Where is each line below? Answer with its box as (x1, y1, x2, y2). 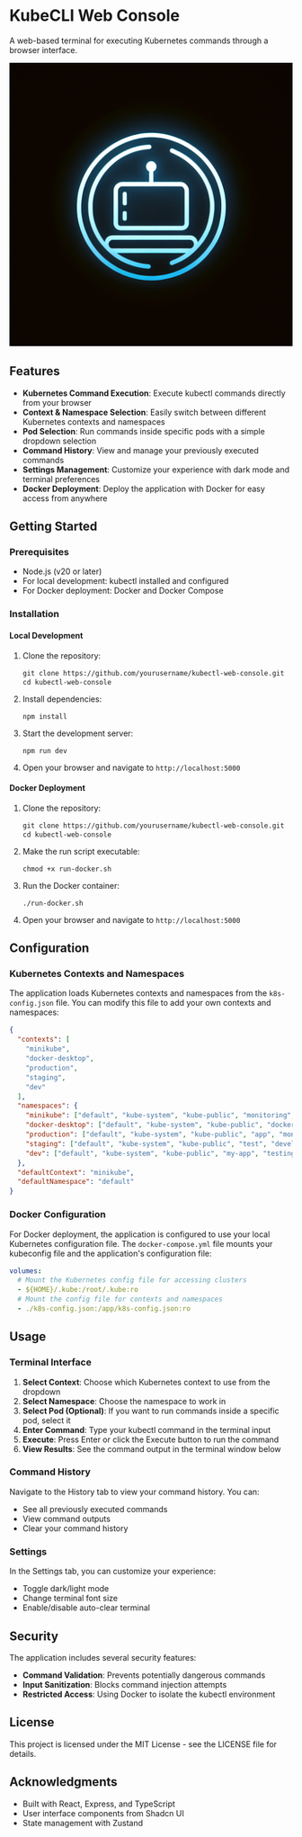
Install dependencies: (22, 694, 102, 704)
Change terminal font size (22, 1593, 119, 1604)
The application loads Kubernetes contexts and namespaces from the (9, 988, 268, 999)
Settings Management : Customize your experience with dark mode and (22, 464, 290, 475)
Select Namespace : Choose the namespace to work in (22, 1395, 226, 1406)
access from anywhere (22, 492, 108, 504)
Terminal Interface (9, 1356, 92, 1368)
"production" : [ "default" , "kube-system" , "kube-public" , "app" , (25, 1130, 276, 1139)
